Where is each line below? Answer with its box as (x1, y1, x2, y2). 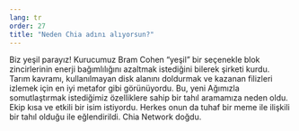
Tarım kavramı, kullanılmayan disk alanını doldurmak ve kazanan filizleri (9, 74, 273, 84)
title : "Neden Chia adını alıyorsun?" (9, 30, 154, 39)
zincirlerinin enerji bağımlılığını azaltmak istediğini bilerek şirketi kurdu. (9, 64, 270, 74)
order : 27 (9, 22, 47, 31)
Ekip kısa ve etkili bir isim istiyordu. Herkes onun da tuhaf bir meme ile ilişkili (9, 102, 290, 113)
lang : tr (9, 13, 42, 22)
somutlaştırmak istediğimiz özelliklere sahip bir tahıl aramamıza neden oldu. (9, 92, 289, 103)
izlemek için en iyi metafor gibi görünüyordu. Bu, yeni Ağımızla (9, 83, 240, 94)
